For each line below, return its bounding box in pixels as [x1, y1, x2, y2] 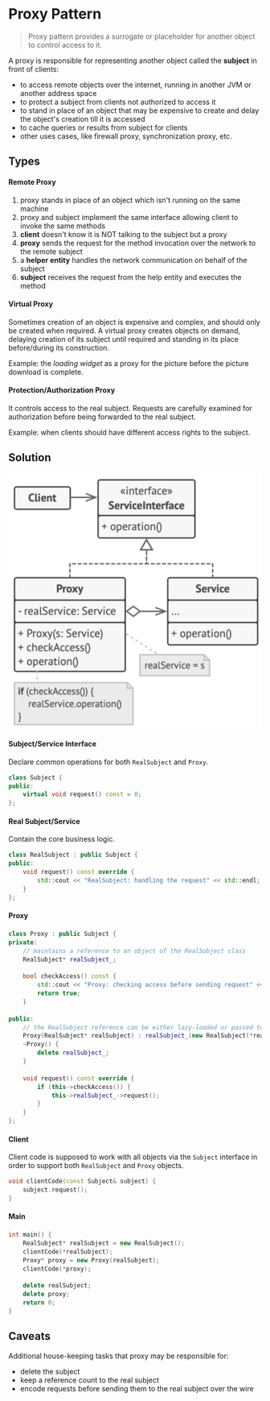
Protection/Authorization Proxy [8, 385, 116, 395]
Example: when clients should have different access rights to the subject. [8, 427, 251, 437]
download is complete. [8, 367, 84, 376]
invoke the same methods [19, 221, 106, 231]
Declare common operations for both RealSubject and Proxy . [8, 757, 209, 767]
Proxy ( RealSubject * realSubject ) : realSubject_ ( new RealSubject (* [22, 1032, 253, 1040]
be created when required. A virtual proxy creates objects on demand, [8, 326, 241, 335]
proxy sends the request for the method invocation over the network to [19, 238, 256, 247]
